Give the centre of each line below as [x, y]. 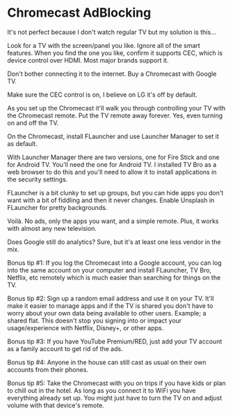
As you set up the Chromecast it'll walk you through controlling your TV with [116, 108]
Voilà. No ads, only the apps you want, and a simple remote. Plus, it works [113, 221]
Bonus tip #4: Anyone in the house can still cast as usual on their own [107, 362]
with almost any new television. [52, 228]
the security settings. [38, 179]
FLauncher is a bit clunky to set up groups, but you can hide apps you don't [115, 193]
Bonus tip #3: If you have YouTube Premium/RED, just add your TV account [115, 341]
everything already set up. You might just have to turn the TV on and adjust [115, 398]
